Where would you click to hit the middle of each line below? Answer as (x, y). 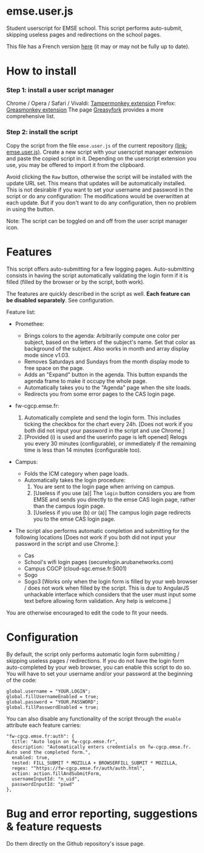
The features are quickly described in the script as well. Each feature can (98, 293)
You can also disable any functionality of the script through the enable (93, 718)
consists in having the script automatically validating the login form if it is (97, 275)
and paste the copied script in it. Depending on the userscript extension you (101, 158)
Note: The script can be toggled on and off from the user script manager (97, 221)
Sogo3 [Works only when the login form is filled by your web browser (111, 581)
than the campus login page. (69, 506)
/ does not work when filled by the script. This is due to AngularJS (107, 588)
